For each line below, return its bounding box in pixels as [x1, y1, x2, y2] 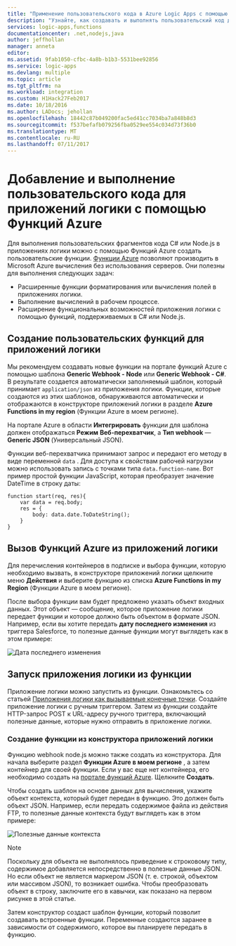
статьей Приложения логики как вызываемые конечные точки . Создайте [7, 695, 228, 703]
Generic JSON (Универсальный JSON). [7, 435, 124, 444]
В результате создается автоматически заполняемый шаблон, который [7, 377, 223, 386]
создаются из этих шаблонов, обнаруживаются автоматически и [7, 392, 204, 400]
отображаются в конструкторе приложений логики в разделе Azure [7, 400, 213, 408]
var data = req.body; [20, 499, 83, 506]
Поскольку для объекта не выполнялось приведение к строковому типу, [7, 857, 227, 865]
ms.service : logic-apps [7, 63, 77, 70]
